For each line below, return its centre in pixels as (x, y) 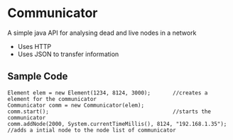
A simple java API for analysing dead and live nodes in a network (102, 33)
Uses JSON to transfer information (68, 54)
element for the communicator (52, 99)
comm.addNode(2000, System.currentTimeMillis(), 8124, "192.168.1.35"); (117, 124)
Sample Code (38, 76)
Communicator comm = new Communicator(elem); (76, 105)
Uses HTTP (34, 46)
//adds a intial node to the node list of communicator (92, 130)
